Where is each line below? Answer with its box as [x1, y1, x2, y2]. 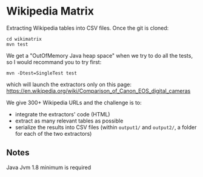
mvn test [6, 41, 28, 47]
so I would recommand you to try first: [6, 58, 102, 65]
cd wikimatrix [6, 36, 42, 42]
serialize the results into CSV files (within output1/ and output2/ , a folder [15, 123, 197, 131]
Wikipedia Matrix [6, 4, 94, 18]
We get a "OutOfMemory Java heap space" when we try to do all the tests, [6, 52, 193, 59]
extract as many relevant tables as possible [15, 117, 124, 124]
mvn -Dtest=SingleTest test [6, 70, 78, 76]
